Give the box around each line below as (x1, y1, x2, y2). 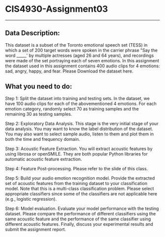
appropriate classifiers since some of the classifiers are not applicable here (5, 190, 158, 197)
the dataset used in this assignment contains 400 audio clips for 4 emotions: (5, 63, 160, 69)
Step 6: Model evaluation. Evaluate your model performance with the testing (5, 205, 159, 211)
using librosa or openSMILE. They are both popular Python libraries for (5, 151, 148, 157)
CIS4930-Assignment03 (5, 3, 108, 15)
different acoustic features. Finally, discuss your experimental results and (5, 221, 153, 227)
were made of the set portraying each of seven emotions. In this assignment (5, 57, 160, 63)
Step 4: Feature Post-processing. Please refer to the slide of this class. (5, 165, 148, 171)
